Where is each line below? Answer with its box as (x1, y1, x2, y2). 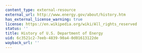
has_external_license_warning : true (5, 17, 83, 22)
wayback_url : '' (5, 40, 40, 45)
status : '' (5, 26, 28, 31)
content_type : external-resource (5, 7, 76, 13)
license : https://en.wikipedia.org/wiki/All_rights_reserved (5, 21, 137, 27)
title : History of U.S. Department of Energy (5, 31, 103, 36)
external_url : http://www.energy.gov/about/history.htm (5, 12, 126, 17)
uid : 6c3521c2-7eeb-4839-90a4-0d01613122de (5, 36, 99, 41)
